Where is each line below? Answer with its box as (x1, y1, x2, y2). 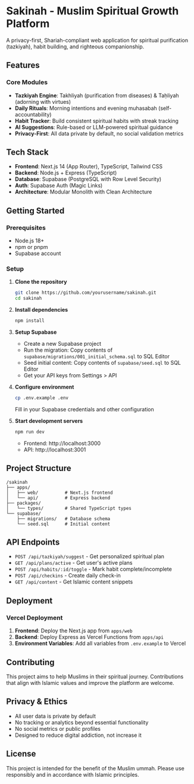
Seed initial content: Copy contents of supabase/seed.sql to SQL (23, 359, 182, 367)
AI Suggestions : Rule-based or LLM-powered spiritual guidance (14, 124, 173, 131)
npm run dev (14, 429, 45, 435)
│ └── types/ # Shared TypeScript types (6, 505, 132, 511)
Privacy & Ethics (6, 697, 68, 707)
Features (6, 60, 40, 70)
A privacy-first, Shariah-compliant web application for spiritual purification (6, 36, 189, 44)
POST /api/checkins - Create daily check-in (14, 572, 121, 579)
